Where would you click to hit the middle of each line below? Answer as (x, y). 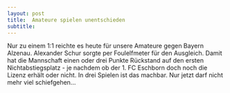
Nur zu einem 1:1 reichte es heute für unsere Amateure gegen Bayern (106, 46)
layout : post (26, 13)
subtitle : (21, 26)
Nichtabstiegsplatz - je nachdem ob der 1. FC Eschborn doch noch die (107, 68)
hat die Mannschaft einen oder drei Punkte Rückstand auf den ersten (106, 61)
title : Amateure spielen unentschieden (67, 20)
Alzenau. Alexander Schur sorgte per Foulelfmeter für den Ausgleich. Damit (115, 53)
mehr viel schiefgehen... (42, 83)
